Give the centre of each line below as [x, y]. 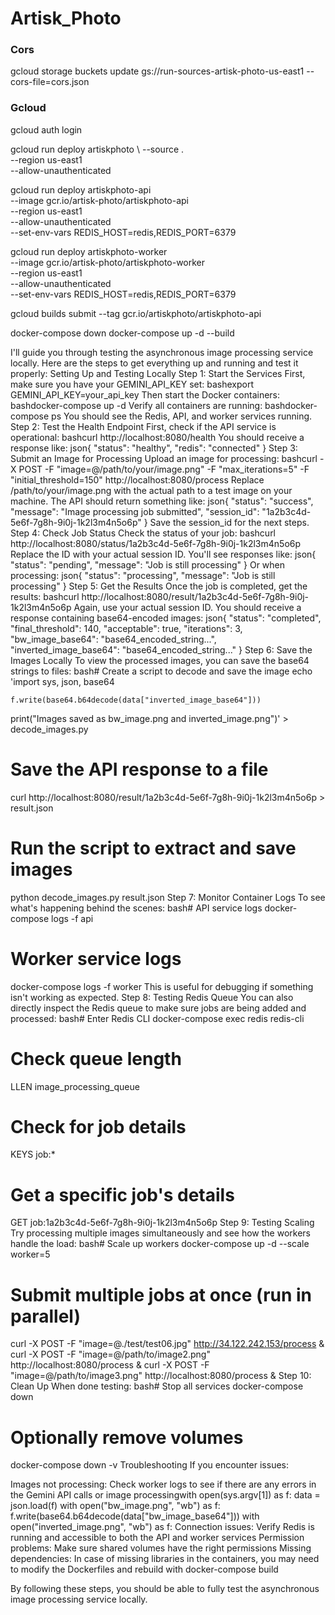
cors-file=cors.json [50, 82]
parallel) [45, 1316]
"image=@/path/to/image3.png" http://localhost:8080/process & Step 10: [161, 1376]
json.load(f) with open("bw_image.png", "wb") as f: [115, 1506]
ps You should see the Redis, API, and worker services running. [182, 416]
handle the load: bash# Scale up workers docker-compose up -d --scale [160, 1244]
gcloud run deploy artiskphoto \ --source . [97, 149]
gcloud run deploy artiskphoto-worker [89, 251]
